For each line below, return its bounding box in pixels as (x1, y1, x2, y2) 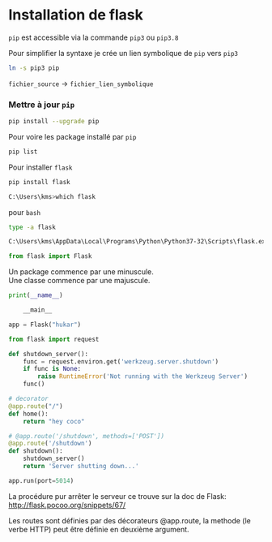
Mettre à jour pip (8, 99, 75, 110)
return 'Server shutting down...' (23, 462, 139, 471)
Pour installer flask (8, 162, 73, 172)
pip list (8, 148, 38, 156)
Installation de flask (8, 6, 143, 24)
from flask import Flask (8, 252, 92, 260)
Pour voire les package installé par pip (8, 131, 137, 141)
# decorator (8, 395, 49, 403)
